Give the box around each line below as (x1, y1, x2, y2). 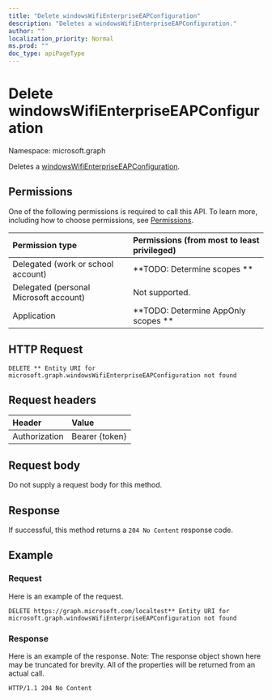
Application (12, 310, 56, 321)
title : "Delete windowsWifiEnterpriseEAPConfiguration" (8, 11, 201, 20)
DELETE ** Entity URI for (8, 364, 96, 372)
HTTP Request (8, 342, 83, 357)
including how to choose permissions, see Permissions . (8, 215, 194, 225)
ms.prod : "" (8, 42, 49, 50)
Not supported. (133, 286, 191, 298)
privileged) (133, 244, 176, 256)
